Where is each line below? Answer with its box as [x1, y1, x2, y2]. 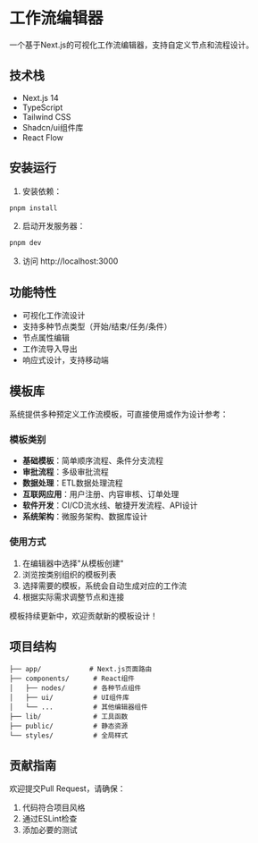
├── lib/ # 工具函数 [9, 712, 129, 721]
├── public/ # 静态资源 [9, 721, 129, 731]
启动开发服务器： [21, 221, 86, 232]
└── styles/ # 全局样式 [9, 731, 129, 740]
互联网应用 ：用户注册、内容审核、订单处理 [21, 489, 179, 500]
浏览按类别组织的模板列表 [21, 569, 117, 579]
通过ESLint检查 [21, 813, 78, 824]
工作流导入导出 [21, 343, 78, 354]
